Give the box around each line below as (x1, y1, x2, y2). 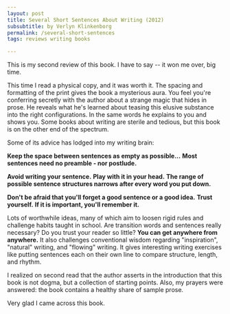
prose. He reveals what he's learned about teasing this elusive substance (7, 103, 214, 112)
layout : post (7, 10, 45, 17)
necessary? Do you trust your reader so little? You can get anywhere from (7, 229, 218, 237)
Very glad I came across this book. (7, 299, 105, 307)
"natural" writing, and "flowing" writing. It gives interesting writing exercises (7, 243, 222, 251)
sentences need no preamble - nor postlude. (7, 159, 137, 167)
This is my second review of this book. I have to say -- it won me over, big (7, 61, 216, 69)
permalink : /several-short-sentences (7, 29, 115, 36)
